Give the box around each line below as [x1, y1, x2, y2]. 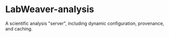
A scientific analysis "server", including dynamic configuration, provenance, [5, 20, 164, 26]
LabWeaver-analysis [5, 4, 94, 15]
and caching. [5, 25, 33, 31]
